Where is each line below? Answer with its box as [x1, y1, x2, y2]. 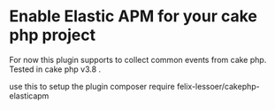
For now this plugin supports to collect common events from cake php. [9, 54, 267, 65]
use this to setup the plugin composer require [9, 81, 175, 91]
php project [9, 25, 95, 45]
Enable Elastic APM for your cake [9, 6, 258, 27]
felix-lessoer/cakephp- [176, 81, 260, 91]
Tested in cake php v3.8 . [9, 64, 102, 75]
